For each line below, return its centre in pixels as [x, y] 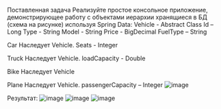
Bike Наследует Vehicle [41, 72]
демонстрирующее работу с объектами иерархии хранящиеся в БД [107, 17]
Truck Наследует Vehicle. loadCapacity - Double [76, 58]
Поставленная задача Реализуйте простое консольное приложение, [108, 10]
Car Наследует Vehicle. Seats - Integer [63, 45]
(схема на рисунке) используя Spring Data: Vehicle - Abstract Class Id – [110, 24]
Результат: [23, 98]
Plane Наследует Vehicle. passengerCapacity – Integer [85, 85]
